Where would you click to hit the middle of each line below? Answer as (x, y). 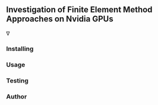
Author (17, 96)
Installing (20, 49)
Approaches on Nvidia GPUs (60, 19)
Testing (17, 81)
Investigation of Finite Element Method (79, 10)
